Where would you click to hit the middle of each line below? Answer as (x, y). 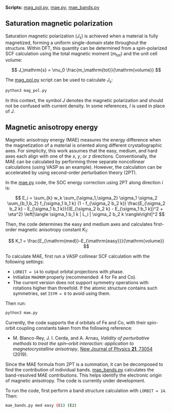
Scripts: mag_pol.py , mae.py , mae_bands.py (52, 7)
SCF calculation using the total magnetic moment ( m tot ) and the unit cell (81, 54)
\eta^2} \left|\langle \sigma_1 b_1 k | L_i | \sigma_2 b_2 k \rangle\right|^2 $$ (86, 214)
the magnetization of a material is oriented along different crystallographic (84, 145)
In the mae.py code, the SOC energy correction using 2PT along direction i (84, 182)
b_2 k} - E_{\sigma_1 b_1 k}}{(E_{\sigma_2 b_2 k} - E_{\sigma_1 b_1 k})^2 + (86, 209)
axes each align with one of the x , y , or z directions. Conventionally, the (81, 156)
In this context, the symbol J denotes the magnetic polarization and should (84, 101)
